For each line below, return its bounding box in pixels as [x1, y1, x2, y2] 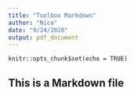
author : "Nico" [8, 19, 58, 27]
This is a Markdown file [8, 76, 124, 90]
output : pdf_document [8, 33, 79, 42]
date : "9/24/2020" [8, 26, 68, 34]
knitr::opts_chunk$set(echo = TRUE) [8, 55, 128, 63]
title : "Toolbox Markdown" [8, 11, 97, 20]
